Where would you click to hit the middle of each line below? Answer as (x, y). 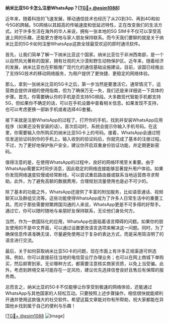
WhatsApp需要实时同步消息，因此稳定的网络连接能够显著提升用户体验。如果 (84, 169)
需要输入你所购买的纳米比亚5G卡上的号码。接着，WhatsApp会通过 (87, 133)
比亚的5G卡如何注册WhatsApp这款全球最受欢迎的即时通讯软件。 (76, 44)
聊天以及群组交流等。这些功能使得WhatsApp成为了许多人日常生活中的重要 (82, 198)
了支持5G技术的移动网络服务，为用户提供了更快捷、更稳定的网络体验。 (79, 73)
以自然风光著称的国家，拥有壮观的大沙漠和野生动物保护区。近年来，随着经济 (84, 61)
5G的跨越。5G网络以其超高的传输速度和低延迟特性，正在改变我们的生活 (84, 25)
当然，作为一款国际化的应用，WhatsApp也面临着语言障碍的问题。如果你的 (82, 221)
